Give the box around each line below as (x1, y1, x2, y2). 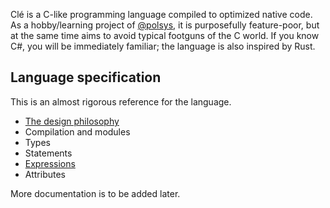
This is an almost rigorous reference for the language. (10, 95, 232, 108)
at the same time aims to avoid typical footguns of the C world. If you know (10, 30, 320, 41)
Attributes (24, 168, 66, 180)
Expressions (24, 157, 76, 169)
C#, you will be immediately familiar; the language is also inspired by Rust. (10, 40, 316, 52)
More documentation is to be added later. (10, 187, 181, 199)
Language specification (10, 69, 162, 86)
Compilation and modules (24, 125, 131, 138)
